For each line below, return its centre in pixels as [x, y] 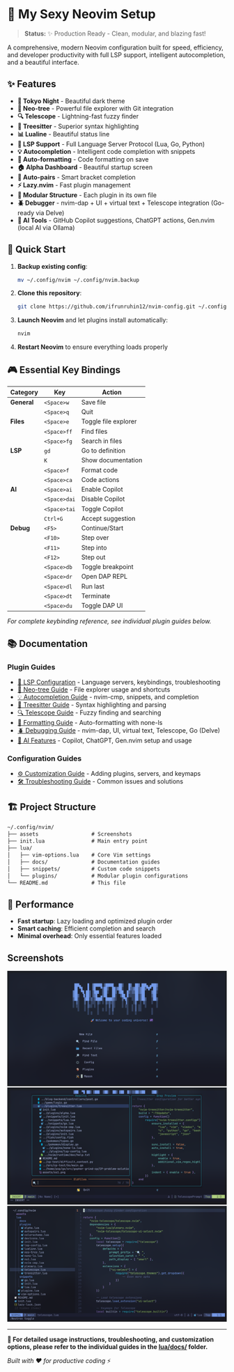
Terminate [96, 595]
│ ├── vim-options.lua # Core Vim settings [79, 855]
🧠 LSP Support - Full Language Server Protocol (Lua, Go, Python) [111, 144]
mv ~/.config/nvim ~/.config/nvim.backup [78, 280]
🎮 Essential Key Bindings [64, 369]
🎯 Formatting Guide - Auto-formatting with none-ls [90, 723]
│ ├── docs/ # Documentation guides [84, 862]
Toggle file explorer [109, 421]
